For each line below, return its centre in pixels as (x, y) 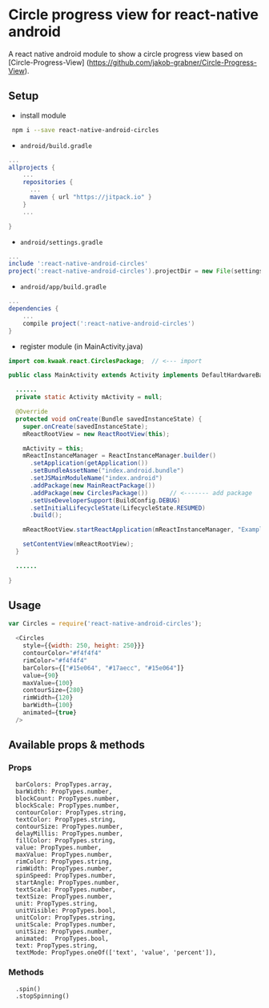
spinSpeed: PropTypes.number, (66, 875)
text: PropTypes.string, (57, 946)
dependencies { (34, 309)
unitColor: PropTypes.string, (66, 918)
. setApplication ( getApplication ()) (89, 463)
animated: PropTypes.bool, (62, 938)
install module (43, 115)
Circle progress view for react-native (133, 15)
